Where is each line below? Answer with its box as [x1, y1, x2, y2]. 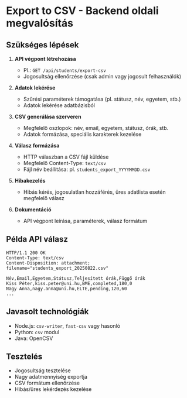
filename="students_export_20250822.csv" [6, 265, 109, 271]
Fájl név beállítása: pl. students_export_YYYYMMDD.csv [23, 166, 151, 173]
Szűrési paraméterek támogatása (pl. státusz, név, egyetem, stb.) [23, 95, 181, 102]
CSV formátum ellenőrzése [14, 379, 80, 387]
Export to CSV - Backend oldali [6, 4, 159, 18]
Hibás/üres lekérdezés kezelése [14, 386, 92, 393]
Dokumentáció [14, 206, 52, 213]
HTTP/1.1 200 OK [6, 250, 46, 256]
